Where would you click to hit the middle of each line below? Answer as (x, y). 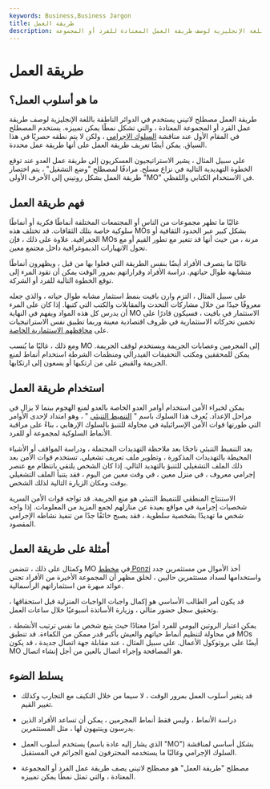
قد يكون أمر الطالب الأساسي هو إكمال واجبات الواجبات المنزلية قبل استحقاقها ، (127, 601)
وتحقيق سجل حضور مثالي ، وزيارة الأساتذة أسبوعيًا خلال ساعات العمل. (114, 609)
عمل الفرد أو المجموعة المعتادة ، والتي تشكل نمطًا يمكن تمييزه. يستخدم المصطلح (130, 128)
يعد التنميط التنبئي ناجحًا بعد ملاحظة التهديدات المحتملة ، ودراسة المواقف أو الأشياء (131, 448)
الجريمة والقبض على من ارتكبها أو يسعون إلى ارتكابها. (88, 363)
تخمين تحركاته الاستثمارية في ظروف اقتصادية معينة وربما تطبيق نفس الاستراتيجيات (132, 321)
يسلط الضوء (36, 676)
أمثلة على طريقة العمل (59, 549)
